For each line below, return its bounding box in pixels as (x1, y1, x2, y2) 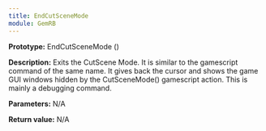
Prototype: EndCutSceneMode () (8, 41, 120, 51)
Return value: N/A (8, 114, 70, 124)
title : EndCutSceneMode (8, 11, 89, 20)
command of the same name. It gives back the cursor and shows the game (8, 65, 259, 75)
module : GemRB (8, 19, 57, 27)
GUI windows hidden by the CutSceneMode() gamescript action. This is (8, 74, 248, 84)
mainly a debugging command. (8, 82, 112, 93)
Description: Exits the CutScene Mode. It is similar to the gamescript (8, 57, 238, 67)
